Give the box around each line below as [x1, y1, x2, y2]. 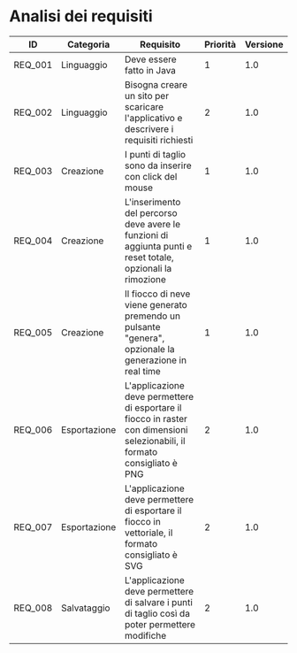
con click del [125, 170, 178, 182]
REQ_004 [13, 234, 53, 247]
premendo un [125, 310, 181, 322]
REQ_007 [13, 520, 53, 533]
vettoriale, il [125, 526, 173, 539]
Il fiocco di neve [125, 288, 191, 300]
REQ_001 [13, 58, 53, 71]
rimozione [125, 273, 166, 285]
